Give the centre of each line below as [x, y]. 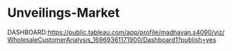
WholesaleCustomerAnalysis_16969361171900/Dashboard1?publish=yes [112, 39]
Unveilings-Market [64, 13]
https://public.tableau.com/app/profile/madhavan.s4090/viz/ [136, 32]
